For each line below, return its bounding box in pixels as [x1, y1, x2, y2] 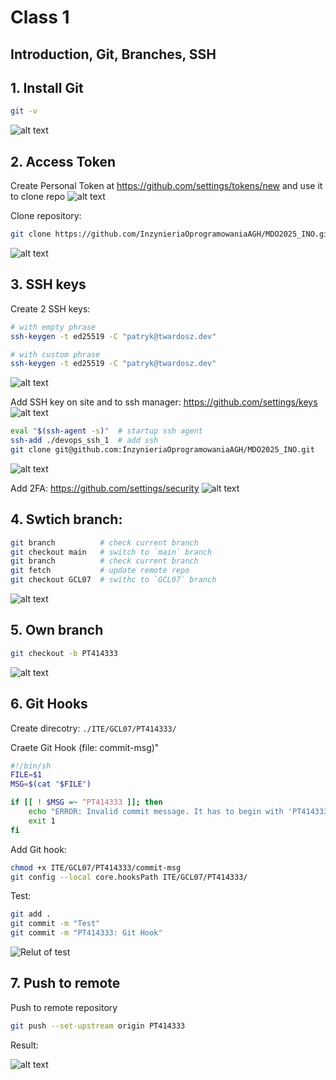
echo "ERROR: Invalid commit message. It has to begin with [28, 807, 284, 817]
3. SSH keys [10, 276, 87, 293]
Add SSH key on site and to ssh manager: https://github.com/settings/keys [10, 396, 318, 408]
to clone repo [10, 191, 66, 203]
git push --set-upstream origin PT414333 [10, 1021, 186, 1031]
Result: [10, 1039, 39, 1051]
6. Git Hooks [10, 696, 88, 713]
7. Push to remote [10, 975, 121, 992]
